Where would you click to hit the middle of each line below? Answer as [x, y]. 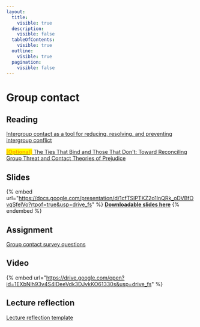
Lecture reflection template [40, 317]
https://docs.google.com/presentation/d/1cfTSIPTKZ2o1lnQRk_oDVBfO [106, 198]
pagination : [27, 62]
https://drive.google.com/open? [85, 278]
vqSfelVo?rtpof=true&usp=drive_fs [49, 204]
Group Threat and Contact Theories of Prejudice [66, 158]
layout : [16, 12]
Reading [22, 119]
